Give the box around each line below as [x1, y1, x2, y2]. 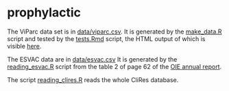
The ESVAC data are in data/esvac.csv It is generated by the [7, 55, 178, 63]
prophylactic [7, 5, 81, 21]
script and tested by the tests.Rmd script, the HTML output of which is [7, 34, 206, 42]
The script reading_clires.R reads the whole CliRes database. [7, 75, 179, 83]
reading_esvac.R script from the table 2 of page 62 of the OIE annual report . [7, 62, 222, 70]
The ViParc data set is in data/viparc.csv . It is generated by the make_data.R [7, 27, 222, 36]
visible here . [7, 42, 42, 50]
